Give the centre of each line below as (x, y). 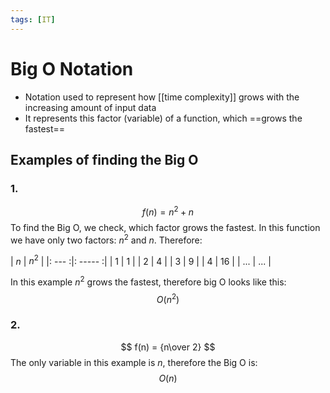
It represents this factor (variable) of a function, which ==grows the (163, 118)
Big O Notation (72, 68)
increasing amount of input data (90, 107)
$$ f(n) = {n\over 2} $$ (168, 347)
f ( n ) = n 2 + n (168, 211)
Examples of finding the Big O (104, 159)
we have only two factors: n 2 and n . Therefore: (106, 239)
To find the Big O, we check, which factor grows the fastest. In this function (165, 227)
